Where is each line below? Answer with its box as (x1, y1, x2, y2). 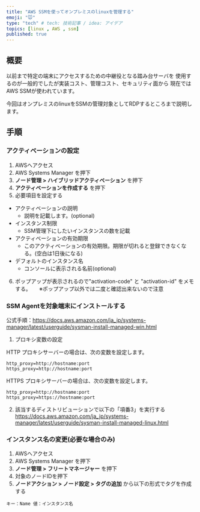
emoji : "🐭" (6, 14, 35, 21)
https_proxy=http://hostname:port (6, 365, 93, 371)
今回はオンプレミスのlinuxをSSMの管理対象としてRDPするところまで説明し (6, 100, 192, 107)
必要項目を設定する (14, 191, 63, 199)
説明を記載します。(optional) (23, 212, 95, 219)
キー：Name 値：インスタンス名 (6, 501, 74, 507)
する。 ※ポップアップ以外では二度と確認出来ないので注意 (14, 285, 164, 292)
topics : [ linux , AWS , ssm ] (6, 25, 79, 32)
